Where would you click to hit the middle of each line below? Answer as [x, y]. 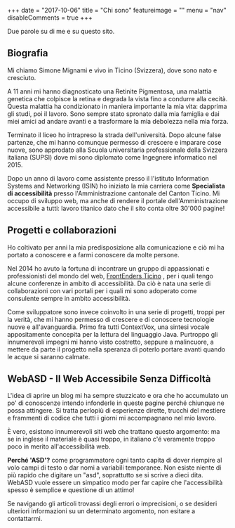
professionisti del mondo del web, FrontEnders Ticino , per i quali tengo [110, 276]
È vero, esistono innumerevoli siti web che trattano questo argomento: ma [114, 432]
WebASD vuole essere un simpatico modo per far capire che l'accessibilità [115, 483]
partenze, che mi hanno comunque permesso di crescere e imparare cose [114, 142]
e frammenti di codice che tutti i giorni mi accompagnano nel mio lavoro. [112, 418]
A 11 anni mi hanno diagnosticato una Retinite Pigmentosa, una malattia [109, 91]
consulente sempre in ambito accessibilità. [69, 298]
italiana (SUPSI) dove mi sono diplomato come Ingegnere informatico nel [112, 157]
